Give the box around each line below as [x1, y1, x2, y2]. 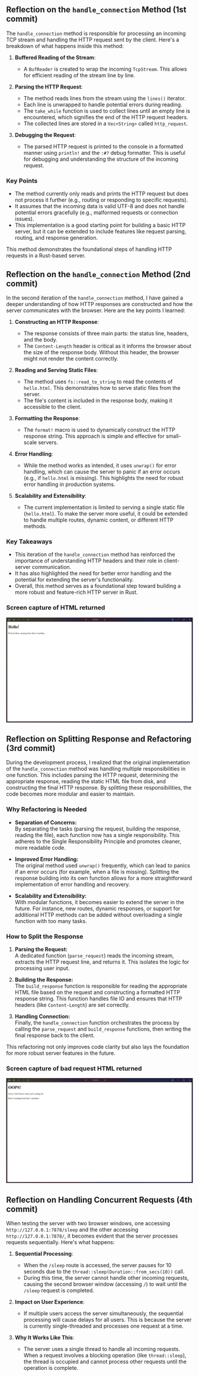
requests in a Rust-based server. [6, 252, 86, 259]
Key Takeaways [6, 537, 53, 545]
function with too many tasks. [14, 917, 87, 924]
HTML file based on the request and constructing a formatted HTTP [14, 988, 181, 996]
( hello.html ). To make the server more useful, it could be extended [23, 510, 188, 517]
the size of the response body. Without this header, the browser [23, 348, 179, 355]
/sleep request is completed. [23, 1287, 95, 1294]
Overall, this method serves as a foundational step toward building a [14, 583, 181, 590]
